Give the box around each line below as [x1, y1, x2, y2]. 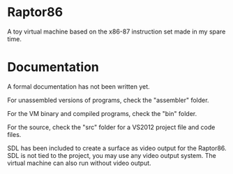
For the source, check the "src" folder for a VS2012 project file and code [7, 123, 216, 131]
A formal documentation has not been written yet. [7, 82, 150, 91]
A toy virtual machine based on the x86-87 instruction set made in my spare [7, 27, 226, 36]
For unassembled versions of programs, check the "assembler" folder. [7, 96, 209, 104]
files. [7, 130, 22, 138]
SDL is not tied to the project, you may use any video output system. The [7, 151, 216, 159]
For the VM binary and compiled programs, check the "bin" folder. [7, 109, 197, 117]
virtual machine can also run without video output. [7, 159, 151, 167]
